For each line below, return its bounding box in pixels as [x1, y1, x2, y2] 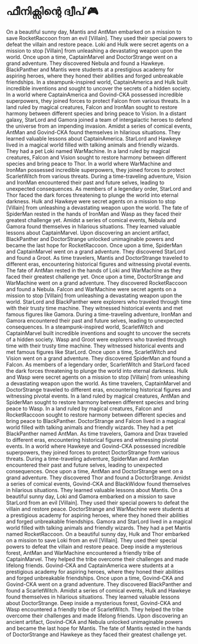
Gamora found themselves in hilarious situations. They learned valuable [6, 223, 180, 230]
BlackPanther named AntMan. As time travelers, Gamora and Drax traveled [6, 430, 188, 437]
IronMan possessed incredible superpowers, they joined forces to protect [6, 166, 185, 173]
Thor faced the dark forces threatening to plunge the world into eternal [6, 191, 178, 199]
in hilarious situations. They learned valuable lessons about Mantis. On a [6, 486, 182, 493]
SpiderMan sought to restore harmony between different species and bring [6, 398, 189, 405]
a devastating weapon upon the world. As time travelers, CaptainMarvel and [6, 379, 191, 387]
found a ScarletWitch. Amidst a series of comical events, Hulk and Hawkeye [6, 587, 191, 594]
